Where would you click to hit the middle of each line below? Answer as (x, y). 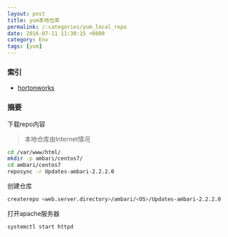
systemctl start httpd (40, 226)
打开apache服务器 (33, 213)
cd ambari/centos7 (34, 165)
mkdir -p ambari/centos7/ (45, 158)
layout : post (26, 14)
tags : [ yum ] (25, 46)
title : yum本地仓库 (34, 20)
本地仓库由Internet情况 (57, 139)
